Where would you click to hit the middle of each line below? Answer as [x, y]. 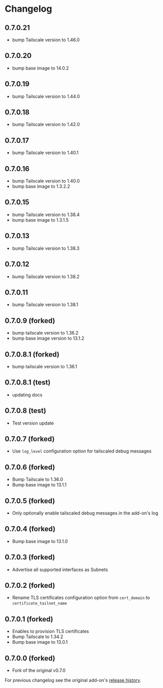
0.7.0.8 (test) [25, 411]
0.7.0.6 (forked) [30, 467]
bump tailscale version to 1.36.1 [44, 366]
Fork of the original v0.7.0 [39, 670]
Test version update [33, 423]
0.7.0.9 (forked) [30, 321]
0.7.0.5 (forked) [30, 501]
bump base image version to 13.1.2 [48, 338]
